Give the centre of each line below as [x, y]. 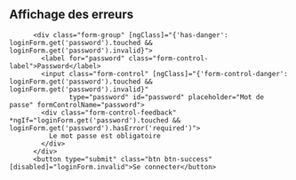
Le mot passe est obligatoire [105, 136]
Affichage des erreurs [72, 15]
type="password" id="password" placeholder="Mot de [167, 97]
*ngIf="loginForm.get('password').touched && [95, 120]
